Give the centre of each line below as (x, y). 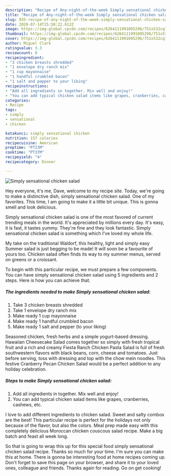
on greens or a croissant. (31, 259)
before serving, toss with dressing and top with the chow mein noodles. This (85, 358)
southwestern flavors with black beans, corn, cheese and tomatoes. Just (81, 353)
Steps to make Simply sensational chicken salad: (59, 381)
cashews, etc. (27, 404)
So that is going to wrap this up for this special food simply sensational (79, 446)
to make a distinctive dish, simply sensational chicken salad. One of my (80, 196)
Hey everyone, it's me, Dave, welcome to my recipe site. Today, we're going (85, 191)
